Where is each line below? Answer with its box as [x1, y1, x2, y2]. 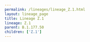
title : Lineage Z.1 [4, 16, 44, 21]
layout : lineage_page [4, 12, 49, 16]
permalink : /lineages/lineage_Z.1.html [4, 7, 86, 12]
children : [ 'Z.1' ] [4, 29, 42, 34]
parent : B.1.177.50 [4, 25, 44, 30]
